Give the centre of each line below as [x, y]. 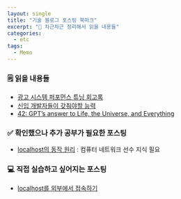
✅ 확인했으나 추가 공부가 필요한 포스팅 [67, 133]
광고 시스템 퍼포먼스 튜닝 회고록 [60, 97]
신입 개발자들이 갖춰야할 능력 [56, 106]
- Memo [23, 53]
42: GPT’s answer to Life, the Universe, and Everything [96, 114]
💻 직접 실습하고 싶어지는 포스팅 [57, 170]
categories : [24, 33]
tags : [15, 46]
